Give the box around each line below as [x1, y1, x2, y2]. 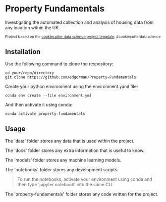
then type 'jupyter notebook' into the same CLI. [17, 181, 114, 187]
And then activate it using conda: [5, 101, 73, 107]
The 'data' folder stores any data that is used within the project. [5, 138, 135, 144]
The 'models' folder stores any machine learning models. [5, 157, 121, 163]
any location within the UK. [5, 24, 60, 30]
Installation [5, 48, 41, 56]
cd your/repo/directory [5, 70, 55, 75]
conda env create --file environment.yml [5, 93, 92, 98]
